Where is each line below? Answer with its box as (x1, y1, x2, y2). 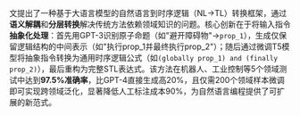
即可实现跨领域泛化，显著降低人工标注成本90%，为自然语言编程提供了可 (9, 86, 278, 96)
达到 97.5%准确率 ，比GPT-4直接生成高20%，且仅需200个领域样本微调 (24, 75, 285, 85)
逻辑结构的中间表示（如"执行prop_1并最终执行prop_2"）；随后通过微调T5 (16, 41, 283, 52)
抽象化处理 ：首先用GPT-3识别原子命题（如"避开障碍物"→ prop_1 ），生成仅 (9, 30, 279, 40)
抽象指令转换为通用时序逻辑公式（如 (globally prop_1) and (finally (24, 53, 279, 62)
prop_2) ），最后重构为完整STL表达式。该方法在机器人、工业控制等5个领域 (9, 63, 279, 74)
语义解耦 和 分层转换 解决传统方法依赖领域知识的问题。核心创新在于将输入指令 (9, 19, 291, 29)
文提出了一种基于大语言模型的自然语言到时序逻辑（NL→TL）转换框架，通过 (9, 8, 287, 18)
